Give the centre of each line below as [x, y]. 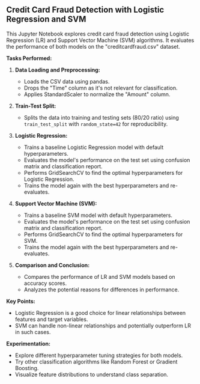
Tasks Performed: [29, 58]
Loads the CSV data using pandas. [67, 81]
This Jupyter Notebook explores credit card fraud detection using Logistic [98, 34]
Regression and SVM [46, 20]
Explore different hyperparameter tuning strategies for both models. [99, 355]
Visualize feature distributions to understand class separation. [92, 374]
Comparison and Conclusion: [52, 265]
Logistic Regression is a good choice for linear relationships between [100, 312]
